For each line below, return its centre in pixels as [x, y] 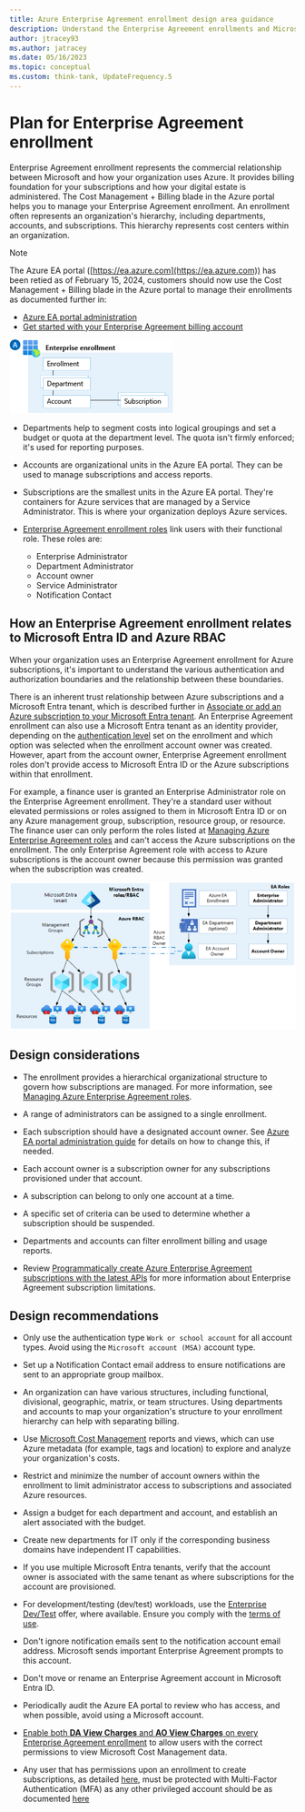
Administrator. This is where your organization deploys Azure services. [155, 511]
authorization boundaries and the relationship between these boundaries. [147, 679]
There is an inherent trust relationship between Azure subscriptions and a [147, 697]
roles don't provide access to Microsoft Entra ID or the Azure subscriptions [149, 764]
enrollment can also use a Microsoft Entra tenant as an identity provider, [144, 725]
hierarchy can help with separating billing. [101, 1421]
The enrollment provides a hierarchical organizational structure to [145, 1077]
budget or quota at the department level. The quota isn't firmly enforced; [158, 438]
